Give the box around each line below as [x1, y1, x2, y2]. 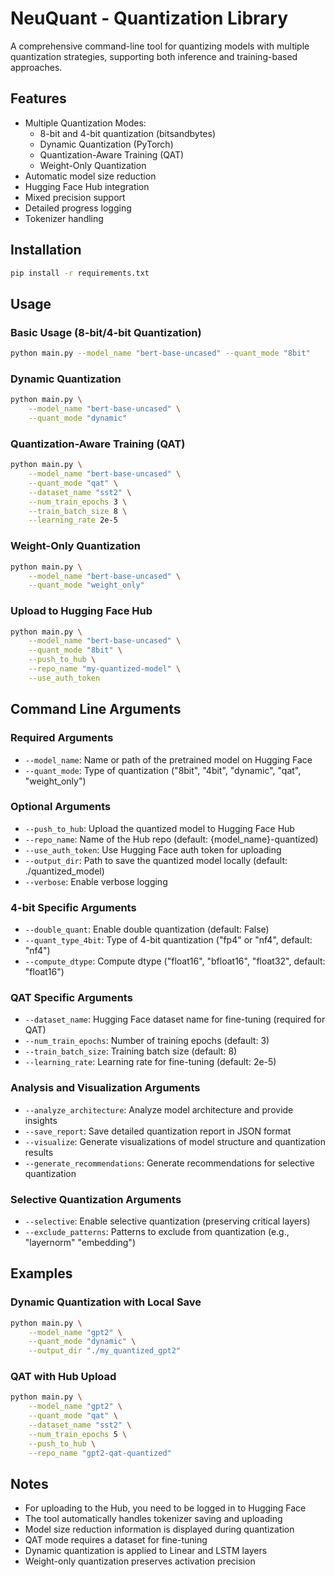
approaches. [10, 61, 63, 73]
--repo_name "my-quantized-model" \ [28, 664, 182, 674]
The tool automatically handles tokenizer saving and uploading [24, 1513, 283, 1525]
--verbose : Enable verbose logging [24, 875, 168, 887]
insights [24, 1114, 58, 1126]
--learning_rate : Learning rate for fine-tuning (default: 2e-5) [24, 1056, 277, 1068]
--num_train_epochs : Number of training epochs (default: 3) [24, 1035, 270, 1047]
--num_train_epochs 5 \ [28, 1429, 128, 1439]
